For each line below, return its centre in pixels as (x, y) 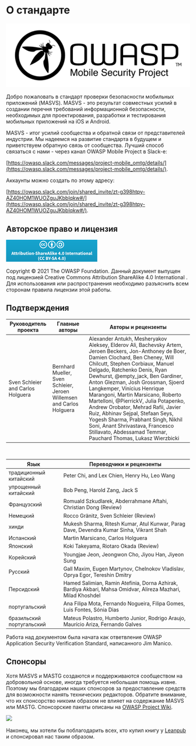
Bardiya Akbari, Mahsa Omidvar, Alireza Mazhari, (122, 589)
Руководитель (28, 324)
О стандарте (38, 10)
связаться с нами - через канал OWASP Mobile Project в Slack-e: (87, 152)
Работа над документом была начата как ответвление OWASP (84, 637)
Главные (68, 324)
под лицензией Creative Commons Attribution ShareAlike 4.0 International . (97, 277)
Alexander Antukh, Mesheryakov (128, 338)
